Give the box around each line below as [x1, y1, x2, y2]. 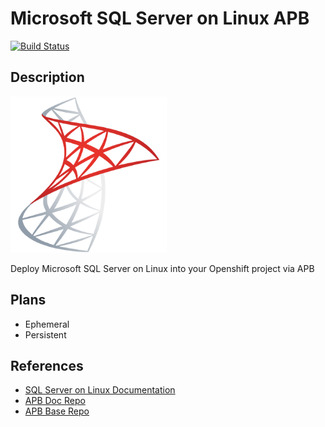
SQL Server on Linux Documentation [24, 384, 176, 396]
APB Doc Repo [24, 395, 86, 407]
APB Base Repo [24, 405, 90, 417]
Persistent [24, 328, 67, 341]
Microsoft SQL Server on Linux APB [10, 7, 310, 30]
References [10, 357, 84, 374]
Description [10, 69, 85, 86]
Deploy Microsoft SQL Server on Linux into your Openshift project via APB [10, 262, 315, 274]
